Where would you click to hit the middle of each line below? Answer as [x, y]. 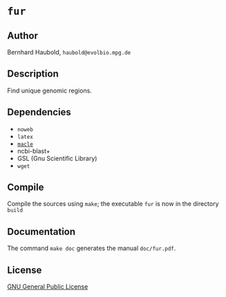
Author [22, 36]
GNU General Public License [48, 287]
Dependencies [39, 112]
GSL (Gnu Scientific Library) [57, 158]
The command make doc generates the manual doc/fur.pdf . [92, 248]
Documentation [41, 232]
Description [33, 74]
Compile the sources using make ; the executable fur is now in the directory [113, 204]
